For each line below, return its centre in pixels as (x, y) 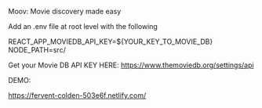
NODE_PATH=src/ (37, 50)
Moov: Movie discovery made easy (65, 11)
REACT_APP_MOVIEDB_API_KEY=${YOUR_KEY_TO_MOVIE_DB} (111, 41)
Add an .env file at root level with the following (83, 26)
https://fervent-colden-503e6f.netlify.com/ (77, 95)
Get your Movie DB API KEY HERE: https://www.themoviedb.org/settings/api (131, 65)
